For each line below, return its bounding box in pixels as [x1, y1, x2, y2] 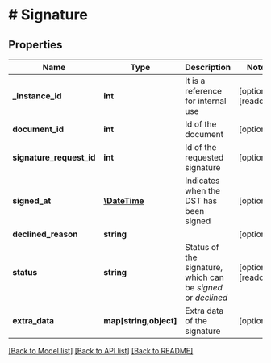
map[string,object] [103, 315, 177, 326]
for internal [185, 95, 227, 106]
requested [185, 152, 224, 163]
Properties [8, 38, 63, 52]
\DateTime [103, 195, 144, 207]
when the [185, 186, 220, 196]
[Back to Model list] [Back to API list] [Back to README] [8, 346, 194, 356]
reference [185, 86, 223, 96]
